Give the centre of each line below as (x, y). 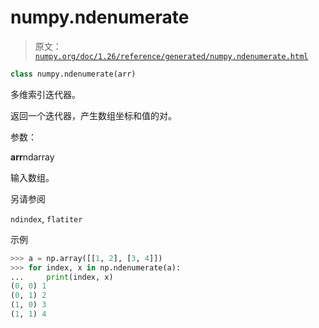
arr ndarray (32, 157)
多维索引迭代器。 (45, 94)
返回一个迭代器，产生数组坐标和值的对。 (93, 115)
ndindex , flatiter (46, 218)
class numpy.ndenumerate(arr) (73, 74)
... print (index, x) (62, 277)
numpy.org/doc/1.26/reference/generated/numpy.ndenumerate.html (171, 56)
